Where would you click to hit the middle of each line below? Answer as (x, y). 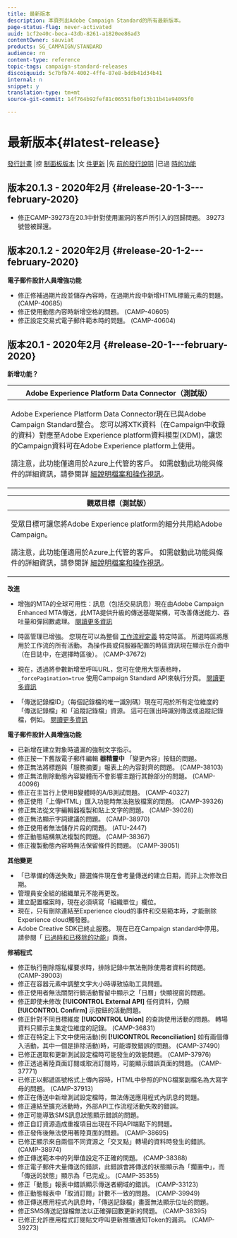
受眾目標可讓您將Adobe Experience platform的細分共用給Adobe (117, 524)
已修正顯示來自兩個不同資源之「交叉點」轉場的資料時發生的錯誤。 (113, 1142)
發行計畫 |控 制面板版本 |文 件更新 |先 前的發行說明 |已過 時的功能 (102, 163)
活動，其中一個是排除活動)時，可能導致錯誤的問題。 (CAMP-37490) (122, 1046)
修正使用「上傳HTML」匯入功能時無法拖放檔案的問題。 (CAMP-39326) (120, 801)
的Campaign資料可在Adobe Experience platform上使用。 (105, 446)
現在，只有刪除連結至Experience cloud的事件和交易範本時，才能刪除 (117, 911)
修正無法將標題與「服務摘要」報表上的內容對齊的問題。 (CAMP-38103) (120, 767)
